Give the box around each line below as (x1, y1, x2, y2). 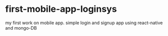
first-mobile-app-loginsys (5, 3, 117, 15)
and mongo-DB (5, 25, 37, 31)
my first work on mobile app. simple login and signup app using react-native (5, 20, 163, 26)
